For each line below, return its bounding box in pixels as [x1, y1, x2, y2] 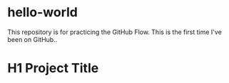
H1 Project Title [7, 60, 99, 77]
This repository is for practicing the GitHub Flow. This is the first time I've [7, 28, 223, 36]
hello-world [7, 4, 78, 21]
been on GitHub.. [7, 35, 58, 43]
